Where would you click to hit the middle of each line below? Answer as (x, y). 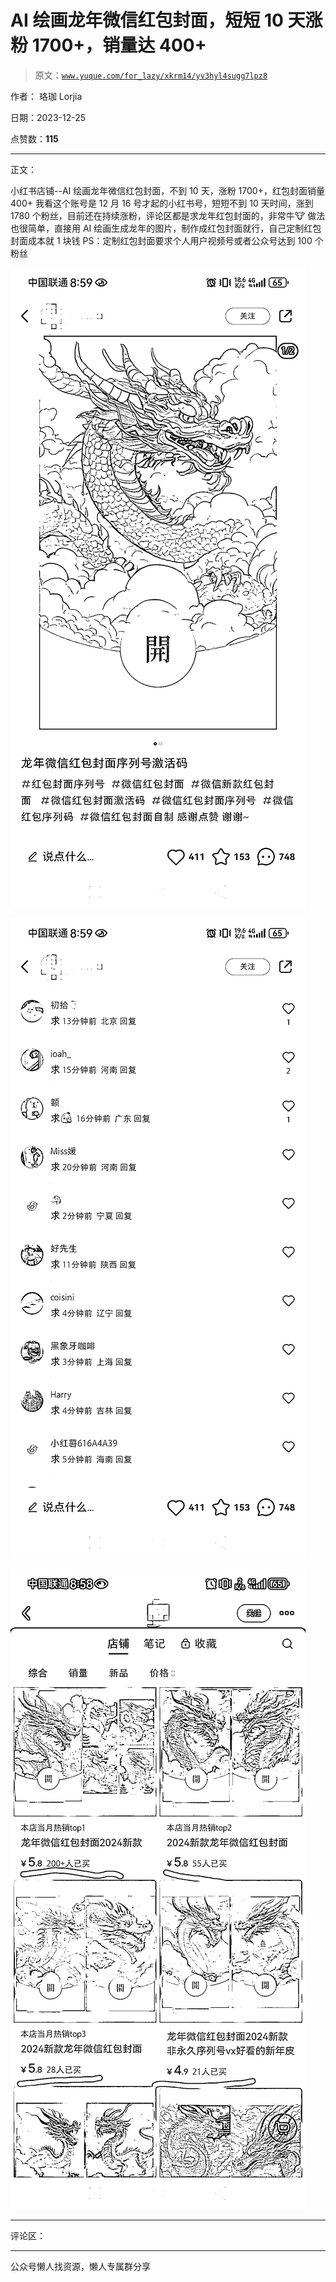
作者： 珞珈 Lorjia (46, 96)
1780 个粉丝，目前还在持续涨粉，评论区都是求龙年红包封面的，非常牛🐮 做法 (168, 215)
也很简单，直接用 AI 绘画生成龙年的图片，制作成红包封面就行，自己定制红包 (166, 228)
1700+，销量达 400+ (119, 45)
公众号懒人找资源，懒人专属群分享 (80, 2266)
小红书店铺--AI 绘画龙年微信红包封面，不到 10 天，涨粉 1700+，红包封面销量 (167, 190)
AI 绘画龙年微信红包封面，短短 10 (147, 20)
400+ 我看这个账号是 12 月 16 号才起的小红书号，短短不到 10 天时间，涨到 (162, 203)
